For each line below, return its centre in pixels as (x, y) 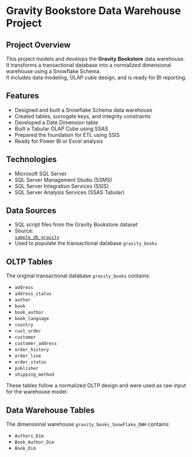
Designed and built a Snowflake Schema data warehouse (83, 110)
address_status (33, 294)
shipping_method (34, 375)
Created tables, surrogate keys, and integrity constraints (83, 116)
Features (23, 96)
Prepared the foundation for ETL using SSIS (67, 135)
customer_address (36, 343)
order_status (30, 362)
